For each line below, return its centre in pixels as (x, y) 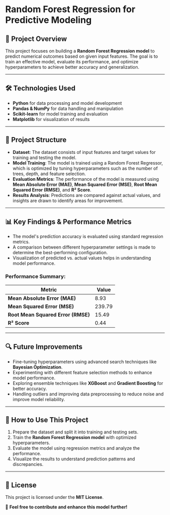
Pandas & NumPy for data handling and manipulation (68, 108)
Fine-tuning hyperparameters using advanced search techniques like (84, 362)
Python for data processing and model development (67, 103)
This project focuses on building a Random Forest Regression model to (80, 51)
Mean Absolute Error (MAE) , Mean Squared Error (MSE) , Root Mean (85, 184)
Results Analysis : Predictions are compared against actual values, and (87, 195)
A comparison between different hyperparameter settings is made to (84, 247)
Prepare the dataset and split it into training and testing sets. (75, 432)
